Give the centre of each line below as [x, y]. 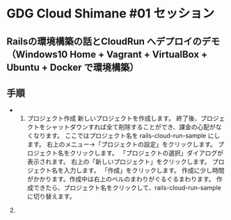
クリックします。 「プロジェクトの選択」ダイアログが [147, 153]
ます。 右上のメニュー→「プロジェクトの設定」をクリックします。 [122, 144]
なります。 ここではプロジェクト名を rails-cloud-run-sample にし [127, 136]
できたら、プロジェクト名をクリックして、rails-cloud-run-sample [127, 188]
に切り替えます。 [51, 196]
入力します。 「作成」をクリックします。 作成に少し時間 [144, 171]
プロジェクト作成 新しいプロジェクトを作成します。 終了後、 [114, 119]
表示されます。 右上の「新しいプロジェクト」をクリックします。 [119, 162]
